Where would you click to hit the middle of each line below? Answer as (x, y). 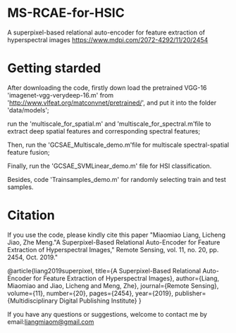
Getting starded (54, 68)
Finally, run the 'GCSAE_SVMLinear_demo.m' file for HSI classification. (110, 166)
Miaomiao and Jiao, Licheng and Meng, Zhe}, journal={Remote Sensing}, (113, 285)
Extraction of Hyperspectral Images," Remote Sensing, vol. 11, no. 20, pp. (113, 249)
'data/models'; (28, 110)
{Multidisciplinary (33, 301)
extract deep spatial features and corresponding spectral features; (104, 131)
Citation (31, 215)
